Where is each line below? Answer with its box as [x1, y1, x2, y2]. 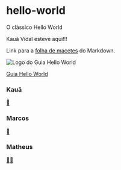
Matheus [6, 143, 33, 151]
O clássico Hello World [6, 24, 63, 31]
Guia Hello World [6, 70, 48, 77]
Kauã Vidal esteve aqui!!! [6, 35, 67, 42]
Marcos [6, 114, 29, 122]
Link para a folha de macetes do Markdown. [6, 46, 116, 54]
